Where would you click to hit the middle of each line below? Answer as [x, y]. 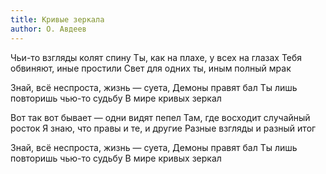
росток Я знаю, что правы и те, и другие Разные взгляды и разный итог [163, 128]
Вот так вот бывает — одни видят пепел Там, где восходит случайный [160, 117]
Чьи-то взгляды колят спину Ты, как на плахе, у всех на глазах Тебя [156, 57]
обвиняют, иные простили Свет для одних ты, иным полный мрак [151, 68]
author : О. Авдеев [48, 29]
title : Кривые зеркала [57, 19]
